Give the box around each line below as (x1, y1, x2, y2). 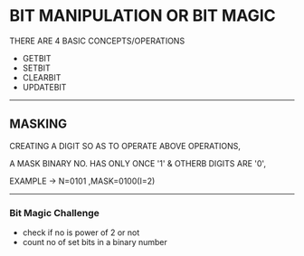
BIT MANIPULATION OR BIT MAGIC (9, 5, 276, 26)
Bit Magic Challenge (9, 206, 100, 219)
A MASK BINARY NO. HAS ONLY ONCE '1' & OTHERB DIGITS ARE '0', (9, 157, 267, 168)
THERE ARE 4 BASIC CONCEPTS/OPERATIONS (9, 35, 185, 46)
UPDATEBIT (22, 81, 67, 92)
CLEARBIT (22, 71, 62, 82)
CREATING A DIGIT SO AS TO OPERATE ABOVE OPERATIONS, (9, 140, 242, 151)
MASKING (9, 117, 68, 132)
